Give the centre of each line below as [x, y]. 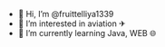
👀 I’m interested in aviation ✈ [72, 23]
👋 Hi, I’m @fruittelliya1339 [66, 14]
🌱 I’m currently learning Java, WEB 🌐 [87, 33]
